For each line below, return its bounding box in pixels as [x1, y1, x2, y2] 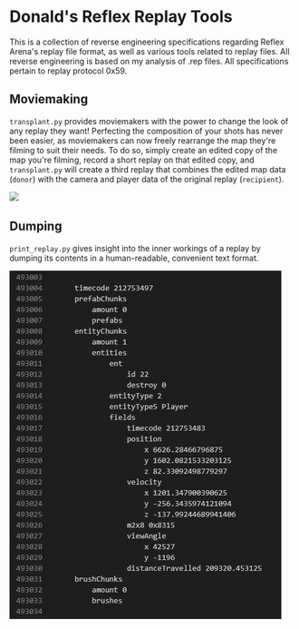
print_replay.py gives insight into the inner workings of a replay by [9, 242, 261, 253]
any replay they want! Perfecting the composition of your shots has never [9, 125, 284, 136]
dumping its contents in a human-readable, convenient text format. [9, 252, 259, 263]
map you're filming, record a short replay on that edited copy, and [9, 154, 256, 165]
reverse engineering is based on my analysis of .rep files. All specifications [9, 55, 289, 66]
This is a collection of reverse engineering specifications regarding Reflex [9, 36, 285, 47]
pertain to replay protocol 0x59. [9, 65, 128, 76]
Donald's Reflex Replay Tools [9, 6, 233, 27]
